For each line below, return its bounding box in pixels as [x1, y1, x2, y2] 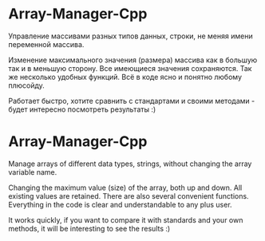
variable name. [8, 167, 57, 176]
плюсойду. [8, 81, 45, 90]
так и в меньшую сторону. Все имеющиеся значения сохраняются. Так [8, 63, 252, 73]
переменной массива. [8, 39, 85, 49]
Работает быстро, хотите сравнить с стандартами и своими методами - [8, 96, 255, 105]
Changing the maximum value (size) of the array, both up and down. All [8, 183, 243, 192]
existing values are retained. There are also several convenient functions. [8, 191, 249, 200]
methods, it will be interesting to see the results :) [8, 223, 171, 233]
